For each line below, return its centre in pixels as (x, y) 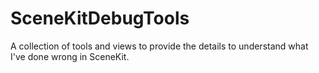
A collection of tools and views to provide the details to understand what (159, 46)
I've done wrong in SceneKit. (70, 56)
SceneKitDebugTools (100, 18)
